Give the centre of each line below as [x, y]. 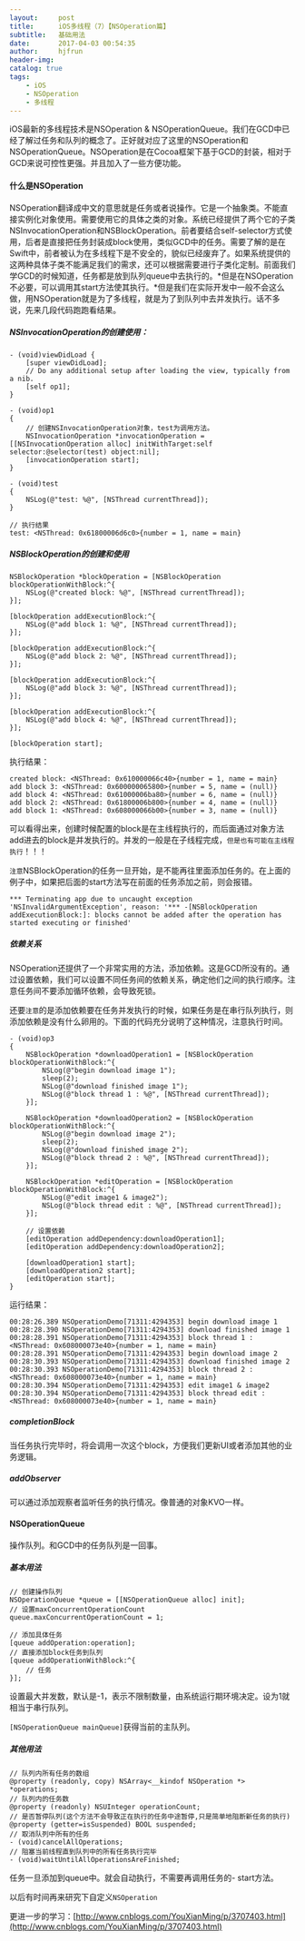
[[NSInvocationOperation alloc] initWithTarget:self [111, 444]
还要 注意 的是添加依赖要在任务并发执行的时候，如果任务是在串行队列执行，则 [151, 1010]
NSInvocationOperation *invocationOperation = [115, 436]
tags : [20, 77]
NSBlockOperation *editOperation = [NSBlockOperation [129, 1182]
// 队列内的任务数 [39, 1798]
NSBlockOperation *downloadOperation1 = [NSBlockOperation [140, 1055]
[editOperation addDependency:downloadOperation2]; [125, 1247]
